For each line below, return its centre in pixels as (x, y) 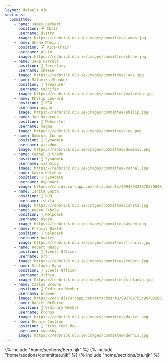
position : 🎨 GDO (35, 196)
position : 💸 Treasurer (42, 84)
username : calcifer (38, 89)
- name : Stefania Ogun (37, 266)
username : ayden (35, 219)
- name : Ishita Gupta (36, 191)
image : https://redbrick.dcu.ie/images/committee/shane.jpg (82, 56)
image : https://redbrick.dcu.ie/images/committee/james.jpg (82, 38)
